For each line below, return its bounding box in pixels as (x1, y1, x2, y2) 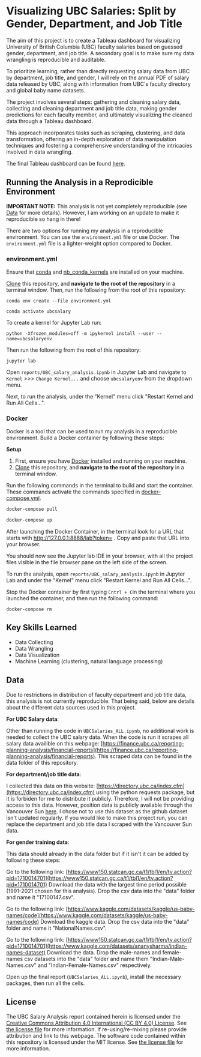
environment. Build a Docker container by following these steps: (6, 434, 164, 442)
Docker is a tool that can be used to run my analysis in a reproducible (6, 428, 178, 435)
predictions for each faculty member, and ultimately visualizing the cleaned (6, 111, 193, 118)
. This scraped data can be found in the (95, 752, 192, 760)
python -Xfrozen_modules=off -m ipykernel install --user (6, 331, 154, 337)
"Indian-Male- (149, 955, 185, 962)
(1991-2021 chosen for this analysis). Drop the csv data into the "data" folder (6, 887, 196, 894)
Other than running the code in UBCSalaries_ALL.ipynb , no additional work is (6, 727, 194, 734)
